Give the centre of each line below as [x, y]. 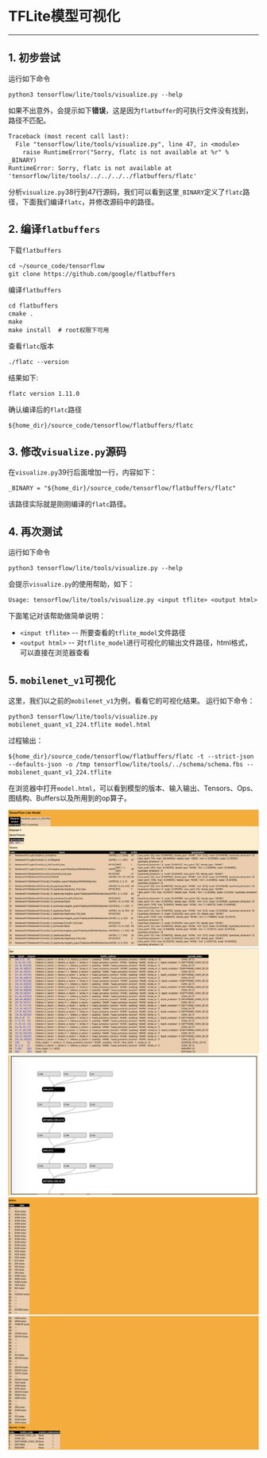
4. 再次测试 [35, 531]
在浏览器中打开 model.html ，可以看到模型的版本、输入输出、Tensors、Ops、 [133, 788]
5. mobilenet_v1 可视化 [62, 680]
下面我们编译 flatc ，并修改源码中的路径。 [90, 202]
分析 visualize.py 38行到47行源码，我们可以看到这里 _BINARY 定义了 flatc [126, 192]
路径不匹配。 [29, 120]
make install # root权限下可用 [59, 330]
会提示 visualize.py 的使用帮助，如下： [72, 584]
